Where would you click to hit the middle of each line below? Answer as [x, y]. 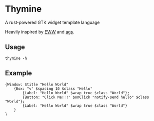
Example [19, 73]
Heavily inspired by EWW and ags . [40, 32]
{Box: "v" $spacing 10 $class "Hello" [53, 88]
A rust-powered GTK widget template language [52, 22]
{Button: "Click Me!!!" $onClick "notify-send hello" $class [86, 97]
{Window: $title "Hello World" [37, 84]
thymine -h [16, 58]
